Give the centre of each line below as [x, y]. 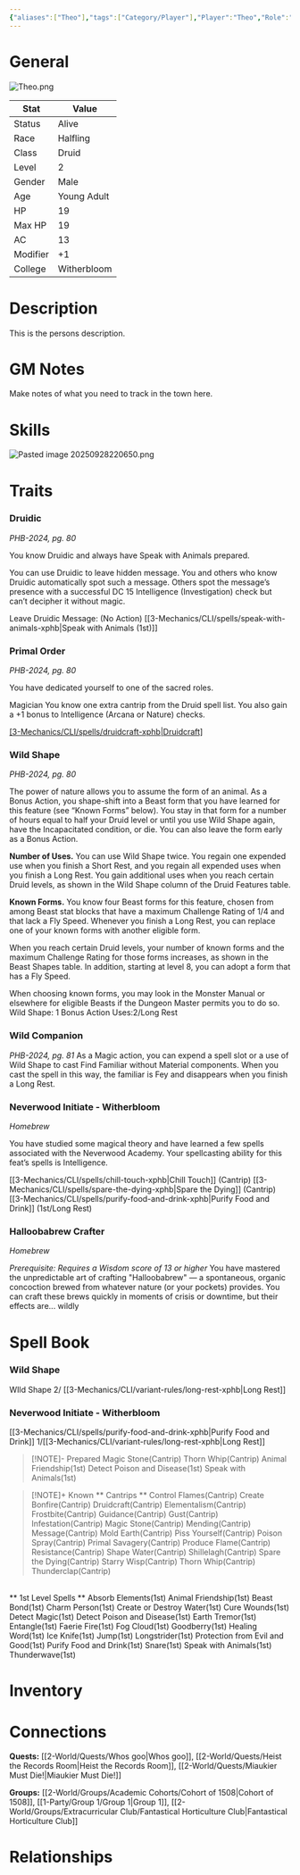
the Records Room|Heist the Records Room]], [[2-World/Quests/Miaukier [143, 1766]
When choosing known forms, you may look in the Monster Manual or [137, 994]
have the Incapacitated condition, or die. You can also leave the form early [146, 829]
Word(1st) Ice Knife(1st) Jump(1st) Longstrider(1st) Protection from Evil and [146, 1636]
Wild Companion [46, 1036]
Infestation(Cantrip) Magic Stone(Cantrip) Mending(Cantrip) [141, 1524]
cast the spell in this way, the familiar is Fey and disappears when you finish [149, 1074]
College [30, 269]
